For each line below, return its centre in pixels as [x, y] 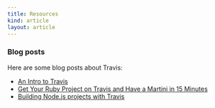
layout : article [31, 27]
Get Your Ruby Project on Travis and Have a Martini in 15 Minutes [112, 89]
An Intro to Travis [43, 81]
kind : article [28, 21]
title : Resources [33, 14]
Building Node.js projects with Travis [71, 96]
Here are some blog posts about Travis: [65, 67]
